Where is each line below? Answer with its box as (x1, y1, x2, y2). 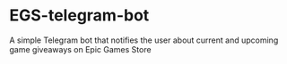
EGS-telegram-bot (9, 5, 150, 26)
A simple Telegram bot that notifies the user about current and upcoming (9, 35, 279, 45)
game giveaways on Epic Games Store (9, 44, 152, 54)
